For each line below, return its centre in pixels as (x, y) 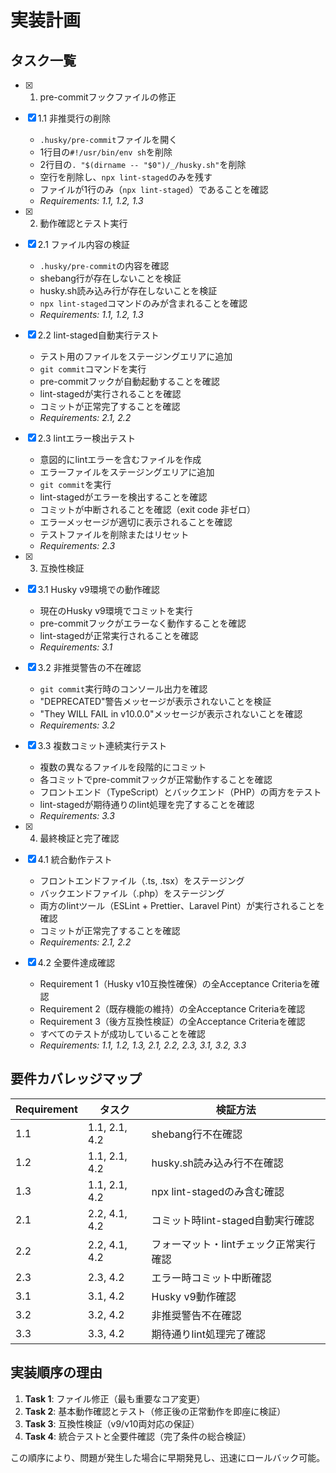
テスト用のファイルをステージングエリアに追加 (136, 356)
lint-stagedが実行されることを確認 (110, 394)
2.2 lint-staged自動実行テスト (98, 335)
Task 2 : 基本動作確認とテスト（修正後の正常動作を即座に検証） (155, 1411)
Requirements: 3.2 (77, 725)
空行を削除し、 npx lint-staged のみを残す (126, 177)
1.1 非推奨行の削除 (74, 118)
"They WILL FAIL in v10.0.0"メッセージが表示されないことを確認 (171, 714)
